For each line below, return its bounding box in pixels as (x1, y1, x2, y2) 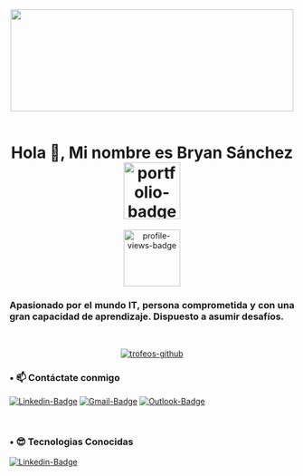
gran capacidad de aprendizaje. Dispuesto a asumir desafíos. (9, 310, 285, 323)
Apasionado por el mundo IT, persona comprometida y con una (9, 298, 295, 311)
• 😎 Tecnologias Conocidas (9, 435, 134, 448)
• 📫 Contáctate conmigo (9, 372, 120, 384)
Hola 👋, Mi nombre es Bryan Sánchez (10, 142, 294, 163)
